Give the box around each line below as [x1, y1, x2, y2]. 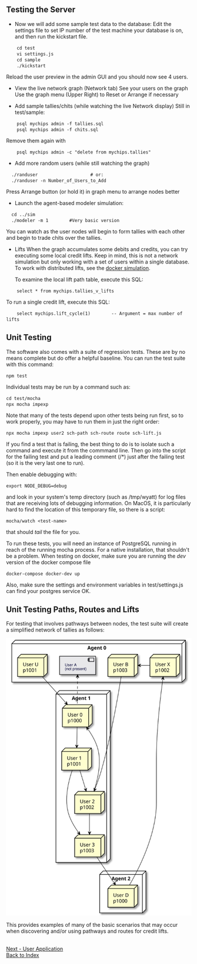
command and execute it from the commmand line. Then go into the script [6, 447, 186, 454]
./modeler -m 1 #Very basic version [11, 217, 119, 223]
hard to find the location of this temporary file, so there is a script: [6, 506, 166, 513]
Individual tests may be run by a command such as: [6, 383, 131, 390]
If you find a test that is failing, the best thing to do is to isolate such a [6, 440, 175, 448]
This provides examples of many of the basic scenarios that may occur [6, 921, 178, 928]
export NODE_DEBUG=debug [6, 483, 67, 489]
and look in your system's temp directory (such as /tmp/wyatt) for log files [6, 493, 186, 500]
